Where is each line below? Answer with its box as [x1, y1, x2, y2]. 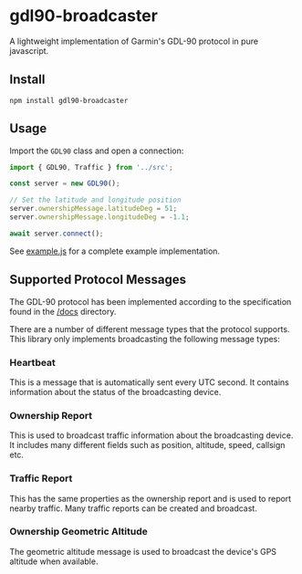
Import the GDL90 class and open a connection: [9, 145, 184, 156]
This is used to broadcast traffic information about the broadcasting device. [9, 430, 294, 441]
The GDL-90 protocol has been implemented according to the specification [9, 296, 292, 307]
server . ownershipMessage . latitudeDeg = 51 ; [9, 204, 178, 214]
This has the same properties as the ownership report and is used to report [9, 493, 292, 504]
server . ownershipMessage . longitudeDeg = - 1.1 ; [9, 213, 190, 222]
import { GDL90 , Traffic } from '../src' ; [9, 162, 173, 172]
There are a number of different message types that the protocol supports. [9, 323, 290, 334]
